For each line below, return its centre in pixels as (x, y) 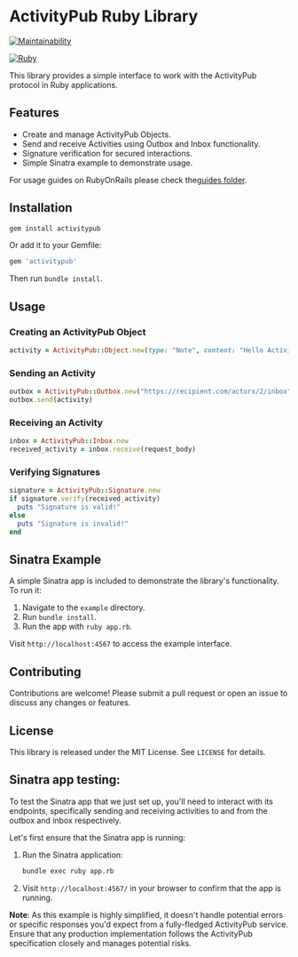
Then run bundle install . (56, 278)
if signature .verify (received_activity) (85, 499)
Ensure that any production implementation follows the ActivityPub (131, 933)
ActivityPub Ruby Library (104, 16)
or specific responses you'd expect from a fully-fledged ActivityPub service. (149, 924)
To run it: (26, 591)
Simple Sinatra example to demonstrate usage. (107, 163)
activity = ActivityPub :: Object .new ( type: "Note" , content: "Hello (137, 350)
